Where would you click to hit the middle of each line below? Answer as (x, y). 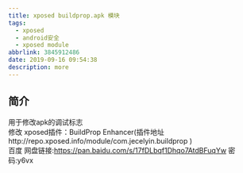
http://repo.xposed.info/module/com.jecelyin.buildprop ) (100, 140)
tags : (17, 23)
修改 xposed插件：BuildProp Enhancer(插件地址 (86, 132)
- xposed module (42, 45)
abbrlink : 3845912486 (44, 52)
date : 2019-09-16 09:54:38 (53, 60)
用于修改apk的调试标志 (46, 122)
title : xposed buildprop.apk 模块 (64, 15)
